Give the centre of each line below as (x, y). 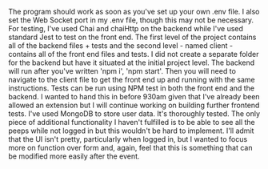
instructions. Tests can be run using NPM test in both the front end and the (131, 88)
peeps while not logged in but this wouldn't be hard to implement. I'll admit (131, 131)
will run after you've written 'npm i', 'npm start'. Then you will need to (122, 71)
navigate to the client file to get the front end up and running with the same (132, 80)
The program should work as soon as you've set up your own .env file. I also (134, 12)
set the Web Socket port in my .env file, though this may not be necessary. (131, 20)
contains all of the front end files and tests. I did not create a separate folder (134, 54)
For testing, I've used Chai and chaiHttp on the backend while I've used (126, 28)
